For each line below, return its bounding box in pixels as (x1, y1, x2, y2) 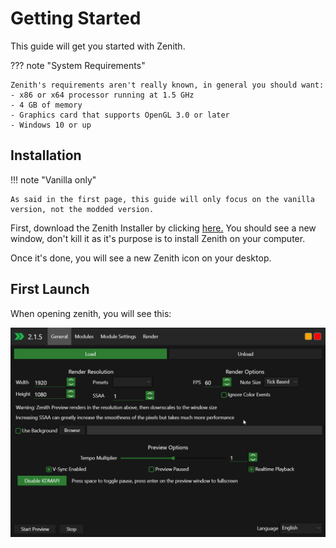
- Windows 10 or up (10, 120, 92, 130)
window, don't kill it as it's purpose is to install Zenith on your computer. (10, 232, 306, 244)
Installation (10, 147, 82, 164)
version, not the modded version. (10, 204, 155, 214)
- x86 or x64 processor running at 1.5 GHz (10, 90, 195, 100)
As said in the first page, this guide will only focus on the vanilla (10, 194, 315, 204)
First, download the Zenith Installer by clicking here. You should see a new (10, 222, 317, 234)
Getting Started (10, 7, 142, 30)
